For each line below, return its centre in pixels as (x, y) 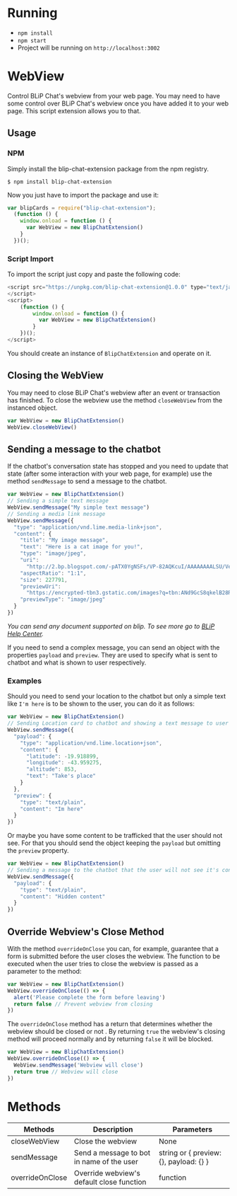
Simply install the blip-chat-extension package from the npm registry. (108, 168)
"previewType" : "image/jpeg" (63, 599)
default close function (110, 1182)
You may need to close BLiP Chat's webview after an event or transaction (114, 392)
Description (113, 1129)
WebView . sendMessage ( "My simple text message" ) (79, 507)
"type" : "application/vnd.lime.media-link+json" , (88, 527)
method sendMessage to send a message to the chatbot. (87, 481)
